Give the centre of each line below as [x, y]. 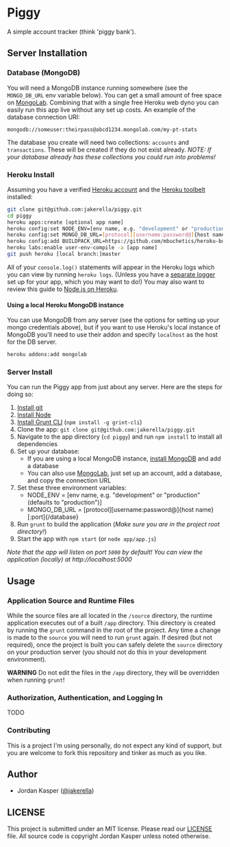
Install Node [34, 415]
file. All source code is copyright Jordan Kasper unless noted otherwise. [109, 836]
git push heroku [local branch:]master [64, 254]
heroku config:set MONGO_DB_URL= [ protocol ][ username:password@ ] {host [108, 235]
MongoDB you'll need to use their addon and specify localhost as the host [112, 335]
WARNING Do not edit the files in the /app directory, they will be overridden [113, 672]
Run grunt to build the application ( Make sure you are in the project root [118, 524]
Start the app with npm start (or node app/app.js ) [87, 539]
